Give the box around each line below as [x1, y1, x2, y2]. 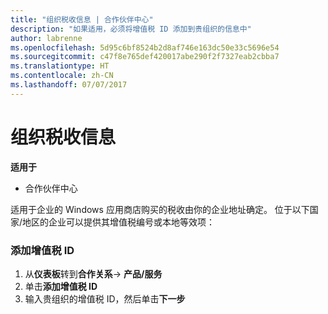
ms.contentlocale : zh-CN [10, 71, 114, 81]
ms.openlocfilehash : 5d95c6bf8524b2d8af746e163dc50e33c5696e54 [10, 42, 280, 53]
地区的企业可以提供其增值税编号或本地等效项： [22, 216, 216, 228]
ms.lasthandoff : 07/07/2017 [10, 80, 128, 90]
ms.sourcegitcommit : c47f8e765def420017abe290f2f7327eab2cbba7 [10, 52, 280, 62]
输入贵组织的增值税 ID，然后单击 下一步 [24, 292, 186, 305]
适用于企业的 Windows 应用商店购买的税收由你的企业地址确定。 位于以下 [10, 203, 310, 215]
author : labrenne [10, 33, 83, 43]
